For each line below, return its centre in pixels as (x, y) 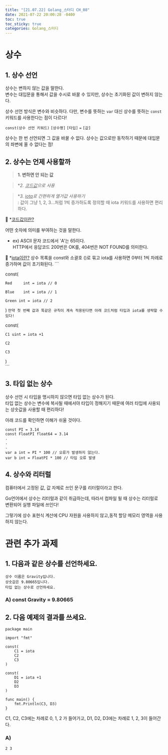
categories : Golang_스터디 (32, 29)
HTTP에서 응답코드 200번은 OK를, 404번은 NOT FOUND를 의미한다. (80, 247)
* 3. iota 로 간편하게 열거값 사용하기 (51, 196)
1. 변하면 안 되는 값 (35, 174)
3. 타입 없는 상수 (29, 384)
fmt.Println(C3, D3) (36, 704)
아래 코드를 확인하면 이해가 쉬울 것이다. (43, 420)
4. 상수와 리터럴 (28, 475)
